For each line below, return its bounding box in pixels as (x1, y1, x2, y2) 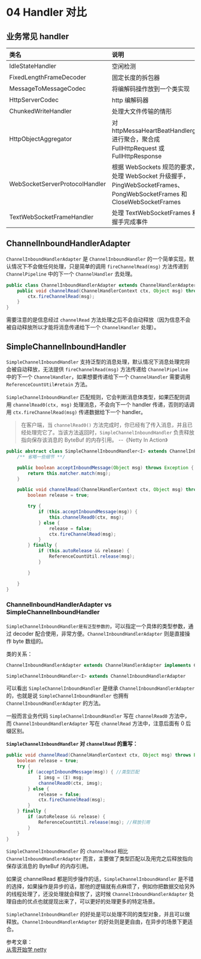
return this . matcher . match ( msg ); (28, 470, 111, 476)
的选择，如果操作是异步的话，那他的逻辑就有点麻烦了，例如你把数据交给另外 (6, 883, 195, 890)
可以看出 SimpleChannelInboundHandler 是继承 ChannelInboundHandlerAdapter (6, 684, 195, 692)
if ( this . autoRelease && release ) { (38, 548, 130, 554)
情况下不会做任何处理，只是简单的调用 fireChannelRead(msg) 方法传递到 (11, 263, 189, 270)
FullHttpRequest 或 (111, 144, 165, 152)
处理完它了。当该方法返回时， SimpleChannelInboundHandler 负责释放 (26, 429, 195, 436)
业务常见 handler (6, 31, 69, 41)
